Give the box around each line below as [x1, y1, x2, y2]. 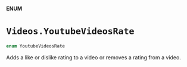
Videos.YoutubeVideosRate [6, 26, 135, 37]
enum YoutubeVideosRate [6, 43, 66, 49]
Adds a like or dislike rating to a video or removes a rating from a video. [6, 53, 182, 61]
